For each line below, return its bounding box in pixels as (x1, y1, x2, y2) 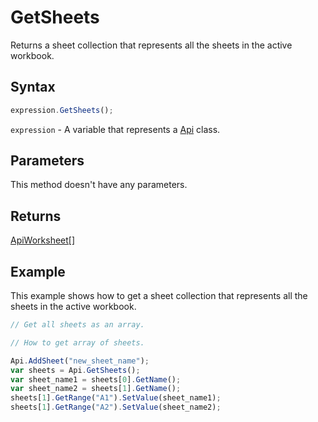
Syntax (10, 79, 56, 96)
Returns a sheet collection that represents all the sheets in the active (10, 39, 293, 51)
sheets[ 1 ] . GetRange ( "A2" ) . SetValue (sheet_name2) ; (10, 402, 222, 413)
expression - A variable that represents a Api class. (10, 123, 221, 135)
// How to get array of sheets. (10, 337, 145, 348)
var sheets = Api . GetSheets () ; (10, 365, 141, 375)
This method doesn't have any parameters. (10, 179, 188, 191)
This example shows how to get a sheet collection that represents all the (10, 290, 308, 302)
